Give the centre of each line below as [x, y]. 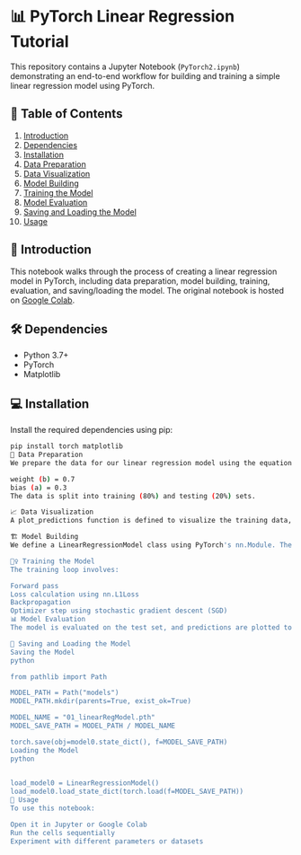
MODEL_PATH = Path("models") [65, 693]
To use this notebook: [53, 808]
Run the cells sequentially [63, 833]
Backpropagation [40, 603]
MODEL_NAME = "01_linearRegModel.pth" [83, 718]
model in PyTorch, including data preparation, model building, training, [140, 281]
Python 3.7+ [46, 356]
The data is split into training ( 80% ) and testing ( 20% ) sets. [133, 496]
